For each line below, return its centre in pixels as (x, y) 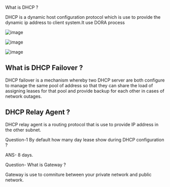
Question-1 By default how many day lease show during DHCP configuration (85, 139)
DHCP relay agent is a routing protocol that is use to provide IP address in (82, 124)
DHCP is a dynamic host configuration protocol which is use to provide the (83, 17)
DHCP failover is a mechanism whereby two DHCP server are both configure (85, 80)
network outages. (24, 96)
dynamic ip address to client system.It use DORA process (65, 23)
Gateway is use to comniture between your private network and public (78, 174)
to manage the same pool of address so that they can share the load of (79, 85)
